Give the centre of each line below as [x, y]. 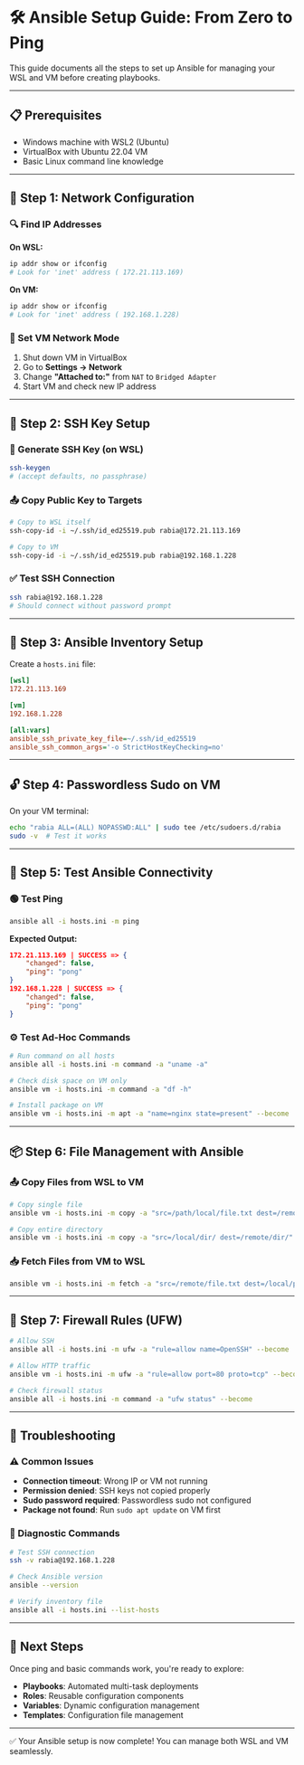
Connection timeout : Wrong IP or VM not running [115, 1481]
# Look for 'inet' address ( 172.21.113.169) [96, 272]
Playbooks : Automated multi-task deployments [110, 1686]
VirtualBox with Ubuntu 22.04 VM [85, 151]
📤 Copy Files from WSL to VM [77, 1182]
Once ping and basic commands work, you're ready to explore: [127, 1668]
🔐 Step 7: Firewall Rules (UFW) [96, 1320]
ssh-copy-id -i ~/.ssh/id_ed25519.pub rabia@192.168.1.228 [123, 555]
